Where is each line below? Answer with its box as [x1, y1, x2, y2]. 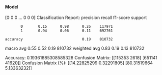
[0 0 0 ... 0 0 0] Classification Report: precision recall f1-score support [5, 15, 147, 20]
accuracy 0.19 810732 [5, 37, 113, 42]
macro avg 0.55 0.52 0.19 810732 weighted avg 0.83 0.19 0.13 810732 [5, 45, 145, 51]
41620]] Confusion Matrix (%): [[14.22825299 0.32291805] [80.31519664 [5, 60, 153, 66]
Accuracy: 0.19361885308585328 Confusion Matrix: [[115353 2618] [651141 [5, 55, 158, 61]
